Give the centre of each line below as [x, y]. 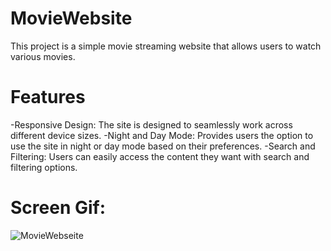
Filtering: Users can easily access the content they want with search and [160, 156]
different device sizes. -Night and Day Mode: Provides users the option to [162, 135]
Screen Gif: [58, 208]
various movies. [43, 56]
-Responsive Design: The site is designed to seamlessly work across [151, 124]
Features [48, 97]
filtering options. [44, 167]
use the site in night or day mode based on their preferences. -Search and [163, 146]
